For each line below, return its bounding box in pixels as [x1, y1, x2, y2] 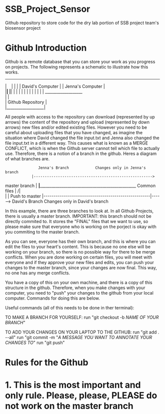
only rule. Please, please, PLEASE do [5, 390, 157, 401]
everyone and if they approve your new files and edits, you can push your [5, 259, 154, 265]
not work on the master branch [5, 401, 134, 412]
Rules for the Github [5, 357, 88, 368]
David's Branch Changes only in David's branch [12, 198, 109, 204]
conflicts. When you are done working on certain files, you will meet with [5, 254, 152, 260]
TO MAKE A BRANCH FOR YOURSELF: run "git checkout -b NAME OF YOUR [5, 314, 159, 320]
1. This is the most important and [5, 379, 141, 391]
